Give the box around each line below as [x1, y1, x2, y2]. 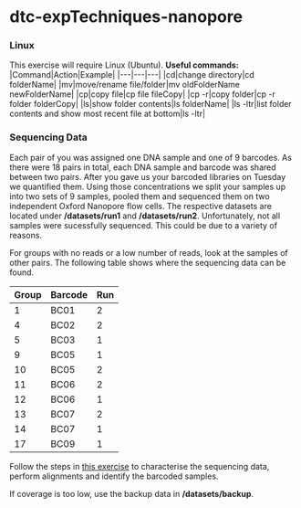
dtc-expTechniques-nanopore [9, 6, 244, 27]
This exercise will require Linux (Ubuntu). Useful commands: [9, 59, 239, 70]
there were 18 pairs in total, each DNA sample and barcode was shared [9, 162, 276, 173]
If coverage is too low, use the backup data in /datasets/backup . [9, 488, 254, 499]
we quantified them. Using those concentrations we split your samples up [9, 181, 286, 192]
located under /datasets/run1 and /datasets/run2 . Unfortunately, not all [9, 210, 281, 221]
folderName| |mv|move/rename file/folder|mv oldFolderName [9, 79, 240, 90]
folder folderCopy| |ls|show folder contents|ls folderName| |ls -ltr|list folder [9, 99, 292, 110]
